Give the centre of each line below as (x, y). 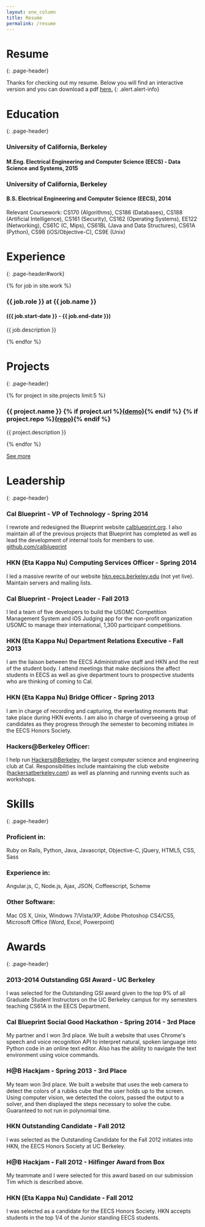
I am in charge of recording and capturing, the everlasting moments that (97, 711)
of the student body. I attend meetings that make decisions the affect (93, 668)
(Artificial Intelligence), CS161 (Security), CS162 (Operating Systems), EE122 (102, 219)
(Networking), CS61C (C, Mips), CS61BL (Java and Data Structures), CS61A (101, 225)
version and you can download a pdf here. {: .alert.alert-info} (83, 89)
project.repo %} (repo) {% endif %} (59, 419)
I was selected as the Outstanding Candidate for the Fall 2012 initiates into (100, 1139)
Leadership (36, 481)
